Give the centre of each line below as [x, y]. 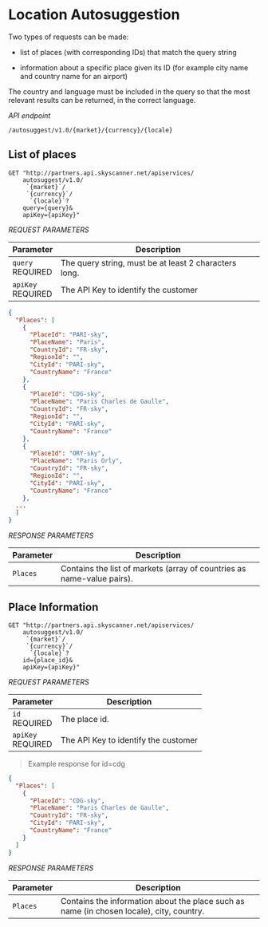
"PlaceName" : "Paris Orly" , [76, 461]
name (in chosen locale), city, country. [132, 911]
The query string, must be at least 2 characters [148, 262]
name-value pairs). [97, 578]
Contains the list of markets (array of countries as [153, 569]
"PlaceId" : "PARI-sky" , [69, 335]
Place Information [53, 607]
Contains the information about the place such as [152, 901]
